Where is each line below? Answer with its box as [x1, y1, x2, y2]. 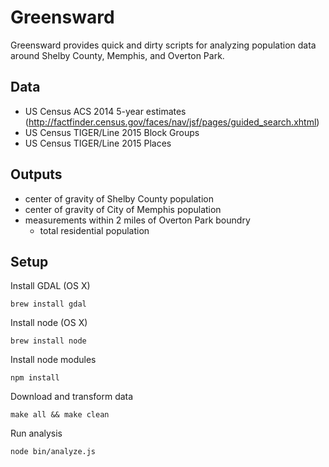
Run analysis [10, 427, 63, 440]
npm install [10, 373, 60, 383]
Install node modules [10, 354, 97, 366]
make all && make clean [10, 410, 110, 420]
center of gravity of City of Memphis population [24, 203, 222, 215]
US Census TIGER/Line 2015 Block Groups [24, 126, 200, 138]
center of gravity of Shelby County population [24, 192, 214, 205]
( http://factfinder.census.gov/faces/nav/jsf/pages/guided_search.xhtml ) [24, 116, 320, 128]
